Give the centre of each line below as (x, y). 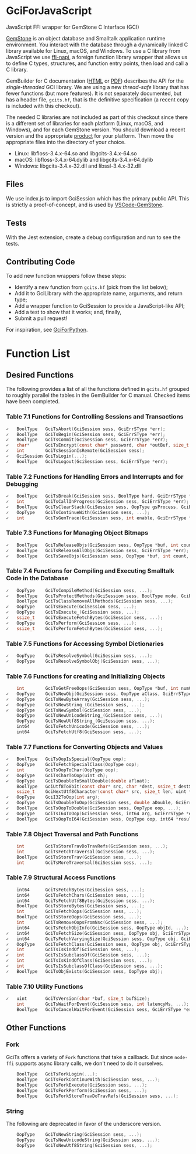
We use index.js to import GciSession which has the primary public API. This (98, 198)
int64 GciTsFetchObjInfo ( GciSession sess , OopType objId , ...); (103, 928)
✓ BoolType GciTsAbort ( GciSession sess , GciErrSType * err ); (86, 429)
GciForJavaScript (49, 11)
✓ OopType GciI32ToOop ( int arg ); (53, 797)
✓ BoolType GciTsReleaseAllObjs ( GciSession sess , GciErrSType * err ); (98, 550)
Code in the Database (37, 578)
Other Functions (36, 1028)
